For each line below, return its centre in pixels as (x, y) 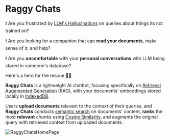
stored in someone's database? (38, 65)
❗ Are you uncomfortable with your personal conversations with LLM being (85, 58)
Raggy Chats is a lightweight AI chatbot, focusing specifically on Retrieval (83, 85)
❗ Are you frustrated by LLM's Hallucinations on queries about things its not (84, 23)
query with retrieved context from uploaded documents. (64, 122)
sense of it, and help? (28, 48)
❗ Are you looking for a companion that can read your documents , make (81, 41)
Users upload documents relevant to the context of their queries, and (79, 106)
